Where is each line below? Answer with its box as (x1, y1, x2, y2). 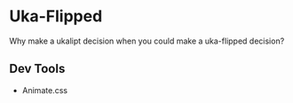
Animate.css (21, 84, 68, 95)
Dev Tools (9, 61, 66, 76)
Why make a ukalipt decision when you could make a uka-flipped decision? (9, 36, 285, 46)
